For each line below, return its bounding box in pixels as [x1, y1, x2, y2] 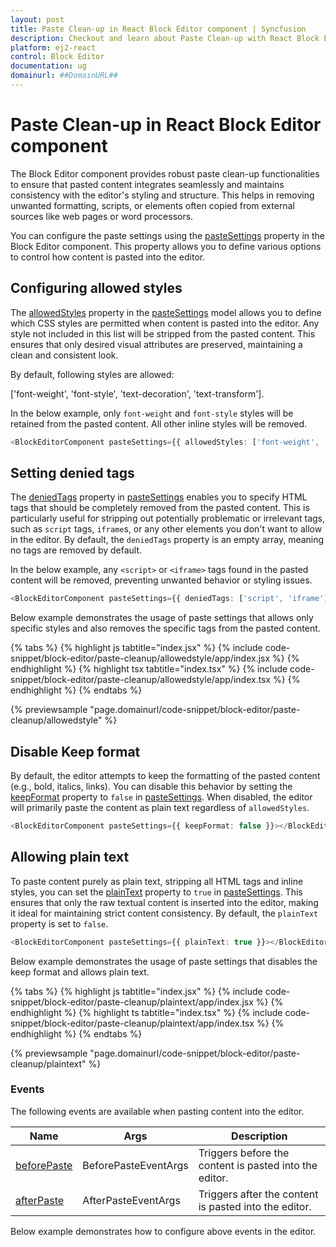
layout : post [10, 14, 65, 25]
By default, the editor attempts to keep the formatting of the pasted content [10, 770, 321, 781]
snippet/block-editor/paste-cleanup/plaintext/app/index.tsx [10, 1017, 255, 1029]
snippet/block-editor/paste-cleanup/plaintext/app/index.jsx [10, 996, 254, 1008]
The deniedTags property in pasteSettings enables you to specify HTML [10, 491, 308, 503]
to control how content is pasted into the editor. [10, 251, 206, 263]
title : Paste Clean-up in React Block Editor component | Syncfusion [10, 24, 307, 34]
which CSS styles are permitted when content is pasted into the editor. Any [10, 317, 320, 329]
